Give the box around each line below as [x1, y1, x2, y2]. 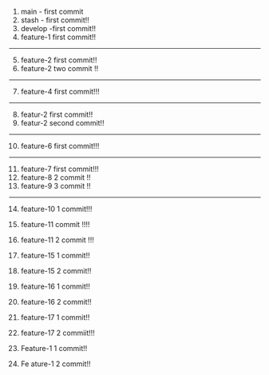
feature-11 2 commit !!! [20, 235, 94, 245]
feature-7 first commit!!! [20, 164, 99, 174]
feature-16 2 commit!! [20, 297, 92, 306]
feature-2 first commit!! [20, 55, 97, 65]
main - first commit [20, 7, 84, 16]
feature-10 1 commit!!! [20, 204, 93, 213]
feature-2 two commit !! [20, 64, 99, 73]
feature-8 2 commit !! [20, 173, 91, 182]
